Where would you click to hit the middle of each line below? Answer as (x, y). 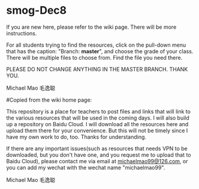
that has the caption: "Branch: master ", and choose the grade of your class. (100, 51)
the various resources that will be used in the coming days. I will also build (98, 118)
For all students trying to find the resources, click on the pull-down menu (96, 45)
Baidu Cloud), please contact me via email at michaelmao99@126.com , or (97, 161)
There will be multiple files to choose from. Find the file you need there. (94, 57)
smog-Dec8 (37, 10)
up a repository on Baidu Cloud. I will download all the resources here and (97, 124)
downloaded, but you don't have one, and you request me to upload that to (99, 155)
